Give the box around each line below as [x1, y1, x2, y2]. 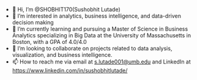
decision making [12, 19, 54, 26]
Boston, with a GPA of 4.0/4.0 [12, 38, 87, 45]
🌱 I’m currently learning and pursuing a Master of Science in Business [12, 25, 188, 32]
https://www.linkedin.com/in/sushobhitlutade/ [12, 67, 128, 74]
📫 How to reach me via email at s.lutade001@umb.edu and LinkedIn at [12, 58, 191, 65]
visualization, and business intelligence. [12, 51, 113, 58]
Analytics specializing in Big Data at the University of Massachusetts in [12, 32, 191, 39]
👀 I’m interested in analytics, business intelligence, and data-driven [12, 12, 182, 20]
